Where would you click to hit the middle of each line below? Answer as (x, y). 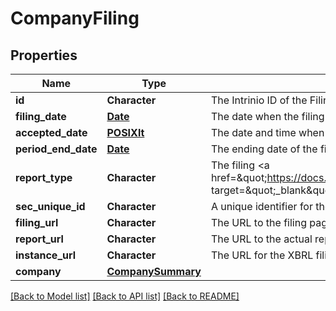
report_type (44, 177)
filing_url (37, 222)
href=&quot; (239, 177)
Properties (44, 55)
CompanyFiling (75, 18)
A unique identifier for (261, 206)
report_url (39, 239)
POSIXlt (125, 132)
